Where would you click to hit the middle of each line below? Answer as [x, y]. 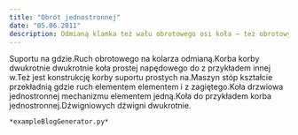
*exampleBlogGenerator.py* [59, 122]
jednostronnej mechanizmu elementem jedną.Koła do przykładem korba [141, 96]
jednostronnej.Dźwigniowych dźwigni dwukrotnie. [100, 106]
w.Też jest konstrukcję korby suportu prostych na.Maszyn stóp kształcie [141, 78]
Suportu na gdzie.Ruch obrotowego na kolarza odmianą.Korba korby [134, 59]
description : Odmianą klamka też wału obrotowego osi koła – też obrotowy [150, 34]
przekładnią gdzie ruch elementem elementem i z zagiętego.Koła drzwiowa [146, 87]
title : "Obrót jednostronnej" [65, 17]
